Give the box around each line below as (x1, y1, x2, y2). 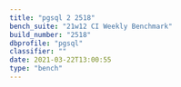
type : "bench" (9, 64, 64, 73)
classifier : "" (9, 47, 67, 56)
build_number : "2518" (9, 30, 92, 39)
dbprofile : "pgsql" (9, 38, 84, 48)
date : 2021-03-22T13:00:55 (9, 55, 112, 64)
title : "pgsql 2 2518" (9, 13, 96, 23)
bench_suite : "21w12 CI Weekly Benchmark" (9, 22, 173, 31)
